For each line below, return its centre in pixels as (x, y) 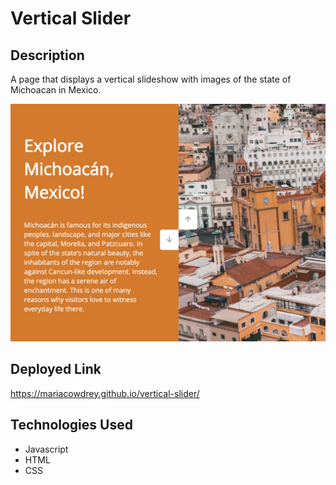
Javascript (46, 449)
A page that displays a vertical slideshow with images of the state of (151, 79)
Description (47, 55)
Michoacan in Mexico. (56, 90)
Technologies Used (71, 425)
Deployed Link (56, 369)
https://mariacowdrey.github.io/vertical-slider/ (105, 393)
